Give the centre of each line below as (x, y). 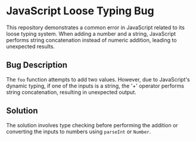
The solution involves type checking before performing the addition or (92, 125)
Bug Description (37, 65)
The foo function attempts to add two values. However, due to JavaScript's (98, 79)
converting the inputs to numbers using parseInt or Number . (79, 131)
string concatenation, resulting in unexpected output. (71, 92)
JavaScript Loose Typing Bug (80, 11)
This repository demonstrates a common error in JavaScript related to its (95, 27)
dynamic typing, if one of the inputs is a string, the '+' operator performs (95, 86)
